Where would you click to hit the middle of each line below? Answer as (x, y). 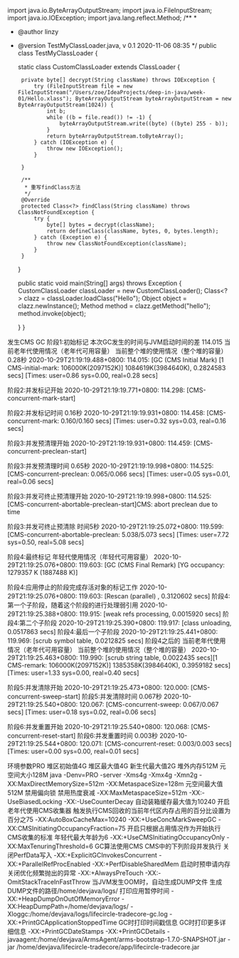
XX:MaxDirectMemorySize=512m (56, 784)
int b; (56, 111)
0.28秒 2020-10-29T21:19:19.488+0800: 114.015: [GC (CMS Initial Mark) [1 (116, 360)
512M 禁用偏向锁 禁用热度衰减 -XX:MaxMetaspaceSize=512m (97, 793)
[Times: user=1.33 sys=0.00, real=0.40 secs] (73, 673)
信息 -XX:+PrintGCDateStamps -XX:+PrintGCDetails (89, 931)
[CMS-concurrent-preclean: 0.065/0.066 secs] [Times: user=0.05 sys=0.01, (119, 474)
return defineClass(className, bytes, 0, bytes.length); (133, 231)
